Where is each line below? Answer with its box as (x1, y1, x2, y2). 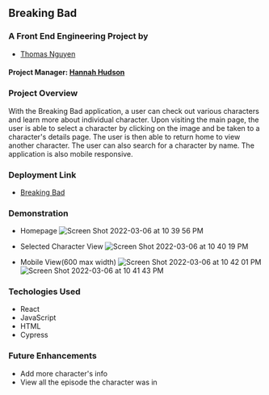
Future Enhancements (8, 351, 97, 362)
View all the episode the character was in (19, 377, 158, 387)
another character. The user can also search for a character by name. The (8, 141, 254, 150)
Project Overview (8, 88, 78, 99)
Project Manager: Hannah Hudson (8, 68, 125, 78)
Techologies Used (8, 286, 81, 297)
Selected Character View (19, 242, 103, 251)
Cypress (19, 330, 48, 340)
